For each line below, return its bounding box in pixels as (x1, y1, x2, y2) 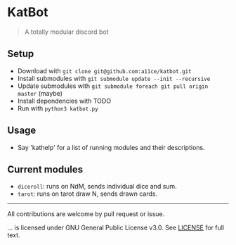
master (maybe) (17, 89, 63, 97)
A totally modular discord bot (24, 27, 109, 36)
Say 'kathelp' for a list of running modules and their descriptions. (17, 143, 205, 151)
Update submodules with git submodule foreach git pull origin (17, 82, 209, 90)
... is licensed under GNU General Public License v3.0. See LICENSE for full (7, 223, 225, 232)
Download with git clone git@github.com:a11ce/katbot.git (17, 66, 192, 75)
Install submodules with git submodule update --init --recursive (17, 74, 211, 82)
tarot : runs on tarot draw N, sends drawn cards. (17, 189, 158, 198)
